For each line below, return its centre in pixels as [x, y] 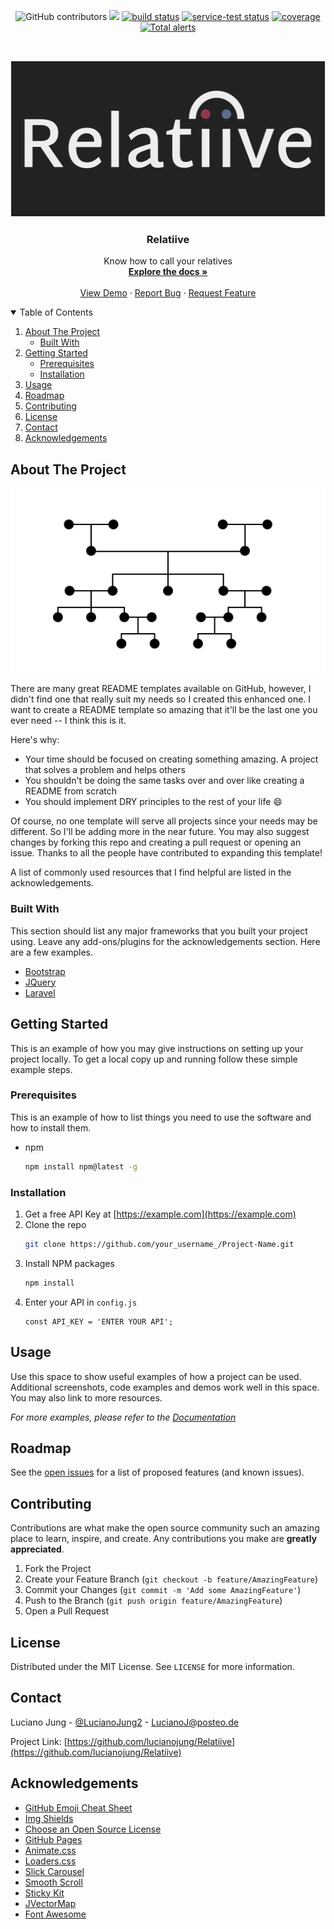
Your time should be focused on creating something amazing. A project [171, 759]
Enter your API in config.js [81, 1302]
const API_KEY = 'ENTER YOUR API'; [99, 1321]
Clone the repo [55, 1224]
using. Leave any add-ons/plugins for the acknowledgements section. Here [165, 941]
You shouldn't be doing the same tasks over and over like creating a [164, 781]
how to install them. [51, 1127]
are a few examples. [52, 952]
